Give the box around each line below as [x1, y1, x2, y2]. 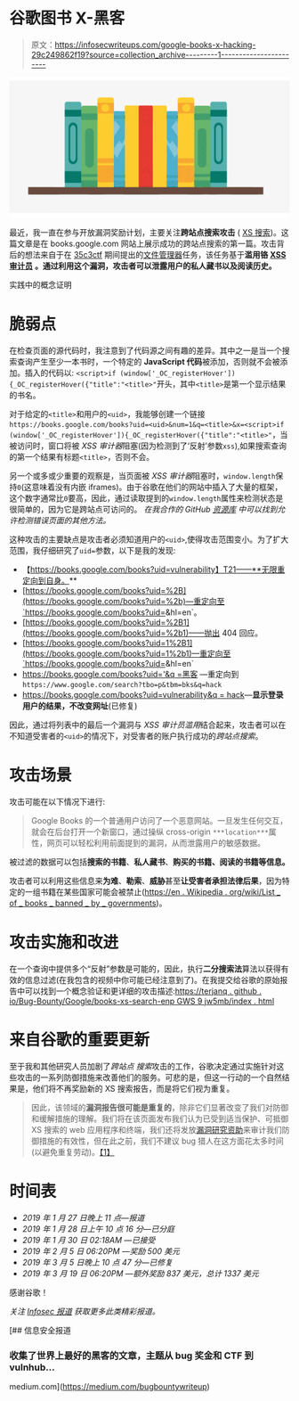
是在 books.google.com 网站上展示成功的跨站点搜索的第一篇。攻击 [32, 238, 278, 249]
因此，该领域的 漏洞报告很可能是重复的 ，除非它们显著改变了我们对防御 [30, 1102, 289, 1112]
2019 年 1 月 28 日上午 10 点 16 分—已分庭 [21, 1223, 175, 1234]
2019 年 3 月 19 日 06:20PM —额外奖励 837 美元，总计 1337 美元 [21, 1267, 260, 1279]
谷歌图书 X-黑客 [9, 8, 125, 29]
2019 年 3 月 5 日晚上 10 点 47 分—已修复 [21, 1257, 174, 1267]
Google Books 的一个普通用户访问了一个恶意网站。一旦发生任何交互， [30, 815, 288, 825]
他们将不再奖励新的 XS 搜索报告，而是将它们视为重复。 [32, 1083, 235, 1094]
